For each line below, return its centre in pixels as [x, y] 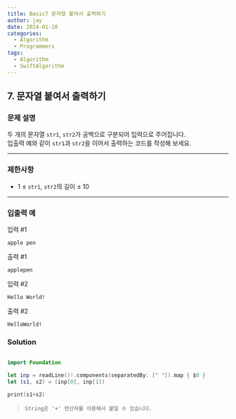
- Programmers [34, 46]
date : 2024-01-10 [33, 27]
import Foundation [34, 363]
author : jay [25, 20]
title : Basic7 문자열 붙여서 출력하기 [57, 14]
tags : [15, 53]
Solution [22, 342]
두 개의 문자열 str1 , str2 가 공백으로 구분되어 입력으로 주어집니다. [97, 135]
